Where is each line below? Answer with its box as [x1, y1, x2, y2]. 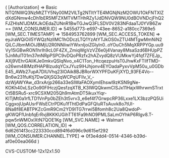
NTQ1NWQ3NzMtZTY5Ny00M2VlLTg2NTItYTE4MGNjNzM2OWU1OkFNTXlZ [5, 10, 164, 16]
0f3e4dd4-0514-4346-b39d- [85, 133, 147, 139]
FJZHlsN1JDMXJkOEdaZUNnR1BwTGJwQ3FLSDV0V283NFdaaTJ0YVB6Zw [5, 20, 162, 26]
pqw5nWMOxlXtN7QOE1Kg [5, 117, 62, 123]
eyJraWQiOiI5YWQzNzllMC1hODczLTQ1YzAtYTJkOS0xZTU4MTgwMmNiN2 [5, 36, 162, 42]
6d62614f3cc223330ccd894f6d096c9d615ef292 [5, 128, 108, 133]
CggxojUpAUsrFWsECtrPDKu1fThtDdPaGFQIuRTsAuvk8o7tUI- [5, 101, 135, 107]
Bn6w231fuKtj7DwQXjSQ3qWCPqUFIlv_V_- [5, 74, 94, 80]
